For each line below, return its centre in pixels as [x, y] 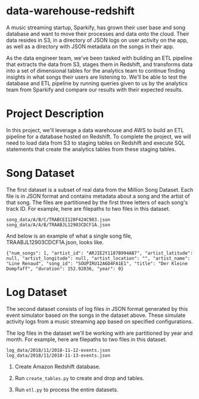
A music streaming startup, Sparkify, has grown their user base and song [96, 27]
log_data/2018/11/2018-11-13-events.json [58, 356]
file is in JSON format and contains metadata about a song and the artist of [98, 196]
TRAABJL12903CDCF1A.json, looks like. [55, 242]
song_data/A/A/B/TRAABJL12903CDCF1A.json [58, 225]
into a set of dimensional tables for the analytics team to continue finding [96, 70]
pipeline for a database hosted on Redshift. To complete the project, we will [99, 136]
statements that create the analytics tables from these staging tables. [91, 149]
